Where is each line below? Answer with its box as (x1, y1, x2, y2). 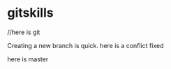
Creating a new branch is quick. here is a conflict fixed (7, 41, 164, 49)
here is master (7, 54, 49, 63)
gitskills (7, 5, 54, 21)
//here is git (7, 28, 40, 36)
